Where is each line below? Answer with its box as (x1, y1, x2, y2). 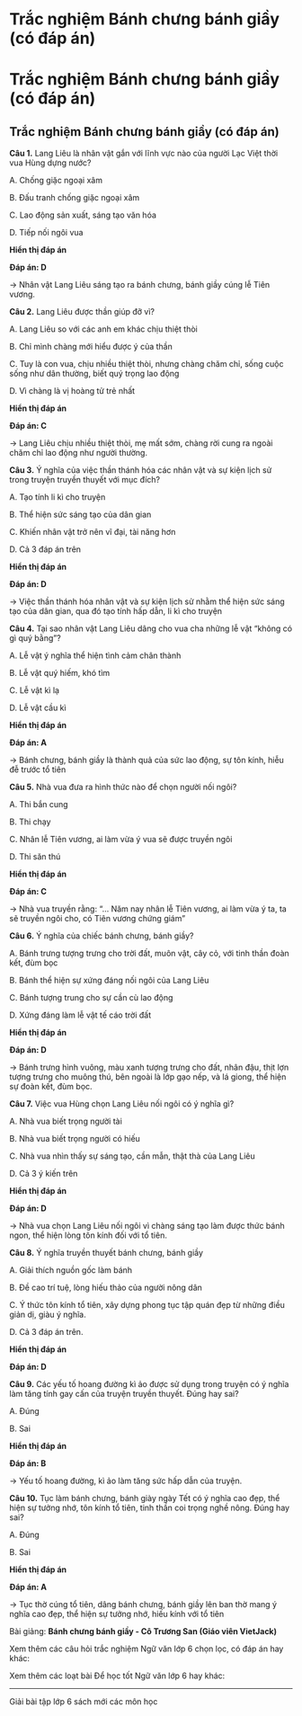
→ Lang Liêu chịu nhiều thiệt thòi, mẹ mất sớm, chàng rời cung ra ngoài (9, 438, 273, 449)
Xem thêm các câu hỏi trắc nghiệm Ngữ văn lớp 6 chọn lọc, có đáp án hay (9, 1643, 284, 1654)
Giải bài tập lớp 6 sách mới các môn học (9, 1696, 158, 1707)
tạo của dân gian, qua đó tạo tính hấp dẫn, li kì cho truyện (9, 606, 223, 617)
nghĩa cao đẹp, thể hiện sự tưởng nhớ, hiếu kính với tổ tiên (9, 1609, 225, 1620)
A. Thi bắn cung (9, 799, 69, 810)
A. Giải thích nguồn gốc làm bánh (9, 1265, 133, 1276)
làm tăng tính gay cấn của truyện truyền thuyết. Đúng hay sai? (9, 1389, 240, 1400)
